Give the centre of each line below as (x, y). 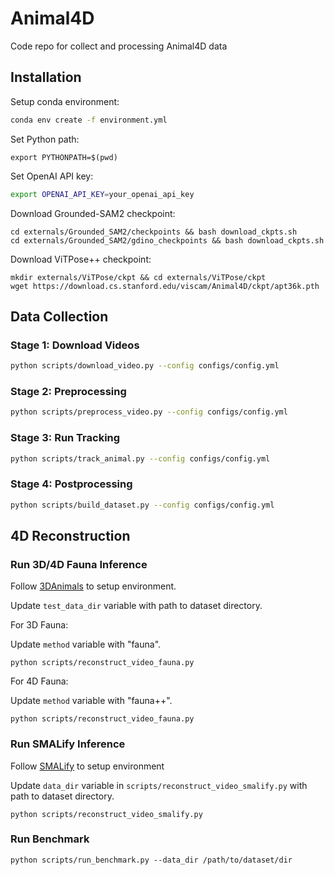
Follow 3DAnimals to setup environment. (93, 586)
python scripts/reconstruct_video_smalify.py (106, 814)
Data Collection (59, 316)
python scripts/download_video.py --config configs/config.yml (145, 366)
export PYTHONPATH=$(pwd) (64, 157)
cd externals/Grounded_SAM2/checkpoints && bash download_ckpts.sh (154, 232)
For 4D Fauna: (39, 681)
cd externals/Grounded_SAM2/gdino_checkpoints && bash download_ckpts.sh (167, 240)
